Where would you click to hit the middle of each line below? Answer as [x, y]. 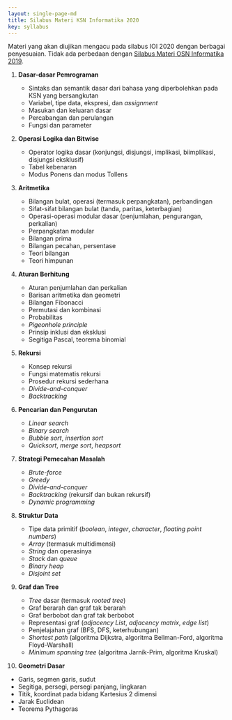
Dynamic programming [62, 502]
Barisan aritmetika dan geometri [74, 295]
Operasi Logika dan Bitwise [59, 139]
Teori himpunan [51, 261]
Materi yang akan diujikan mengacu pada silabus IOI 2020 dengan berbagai [117, 47]
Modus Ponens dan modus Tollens [78, 174]
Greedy [39, 480]
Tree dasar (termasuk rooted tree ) [77, 601]
